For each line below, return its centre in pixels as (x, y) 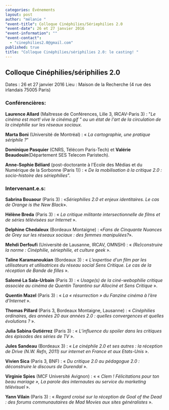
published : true (22, 47)
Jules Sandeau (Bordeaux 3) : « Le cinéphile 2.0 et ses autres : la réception (84, 346)
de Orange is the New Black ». (36, 204)
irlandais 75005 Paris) (28, 90)
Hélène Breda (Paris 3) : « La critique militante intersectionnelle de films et (83, 214)
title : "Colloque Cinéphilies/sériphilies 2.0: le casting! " (72, 52)
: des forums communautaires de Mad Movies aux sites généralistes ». (79, 402)
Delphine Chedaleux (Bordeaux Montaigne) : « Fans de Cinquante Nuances (84, 229)
